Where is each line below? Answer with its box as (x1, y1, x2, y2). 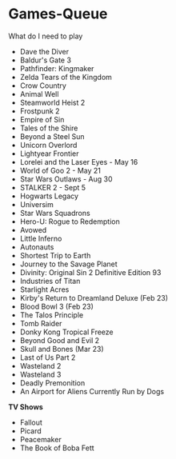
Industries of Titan (19, 276, 81, 285)
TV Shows (8, 401, 44, 412)
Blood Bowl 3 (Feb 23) (19, 301, 94, 311)
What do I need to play (8, 31, 83, 41)
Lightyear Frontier (19, 149, 79, 158)
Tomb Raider (19, 318, 62, 328)
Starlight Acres (19, 285, 70, 294)
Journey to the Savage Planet (19, 259, 118, 269)
